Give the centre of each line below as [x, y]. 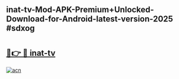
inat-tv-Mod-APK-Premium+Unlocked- [80, 10]
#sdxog [21, 28]
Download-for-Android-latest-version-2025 [90, 19]
